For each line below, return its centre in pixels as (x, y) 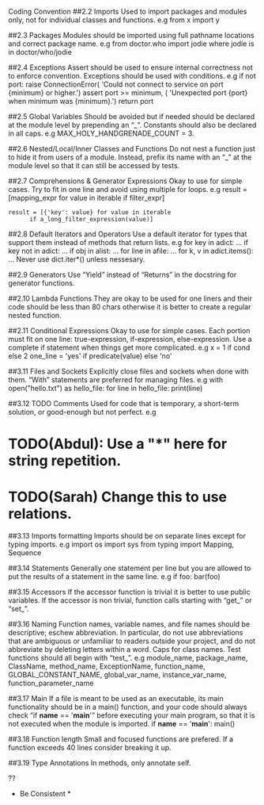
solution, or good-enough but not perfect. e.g (82, 412)
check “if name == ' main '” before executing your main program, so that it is (132, 715)
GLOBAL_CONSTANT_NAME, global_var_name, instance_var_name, (117, 675)
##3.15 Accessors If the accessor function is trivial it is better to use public (129, 592)
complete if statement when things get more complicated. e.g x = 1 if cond (129, 347)
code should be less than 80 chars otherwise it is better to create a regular (130, 307)
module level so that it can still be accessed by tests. (94, 165)
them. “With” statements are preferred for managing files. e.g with (116, 379)
